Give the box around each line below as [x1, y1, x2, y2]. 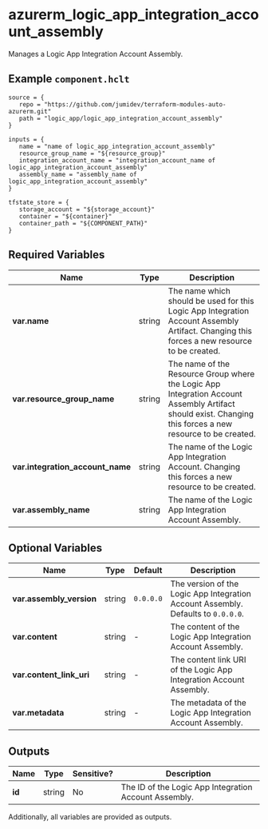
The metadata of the [170, 697, 247, 708]
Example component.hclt [8, 72, 130, 86]
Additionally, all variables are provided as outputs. [8, 812, 172, 822]
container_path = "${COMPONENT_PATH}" [18, 219, 148, 227]
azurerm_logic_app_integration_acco [8, 6, 259, 24]
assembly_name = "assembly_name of [18, 170, 137, 178]
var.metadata [12, 707, 65, 719]
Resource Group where [167, 368, 255, 379]
